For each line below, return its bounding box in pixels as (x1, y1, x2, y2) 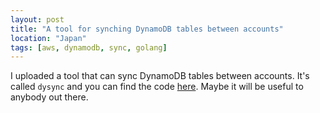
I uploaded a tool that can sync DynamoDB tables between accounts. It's (10, 70, 310, 82)
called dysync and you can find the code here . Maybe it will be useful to (10, 81, 304, 93)
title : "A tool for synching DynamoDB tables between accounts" (10, 24, 284, 34)
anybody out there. (10, 91, 89, 103)
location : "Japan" (10, 33, 87, 43)
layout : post (10, 14, 65, 25)
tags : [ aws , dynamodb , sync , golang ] (10, 42, 168, 53)
